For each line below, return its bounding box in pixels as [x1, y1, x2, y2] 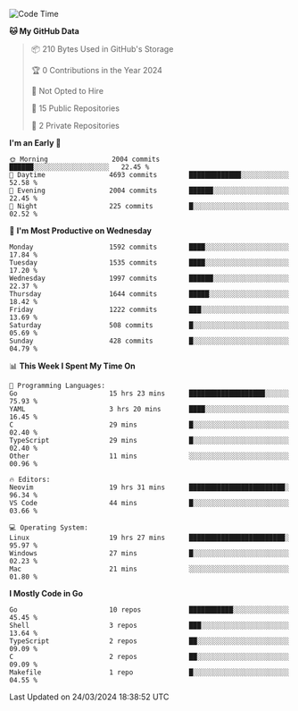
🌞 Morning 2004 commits [9, 155, 161, 164]
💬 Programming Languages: [9, 381, 105, 390]
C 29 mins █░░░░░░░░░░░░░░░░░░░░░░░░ [9, 420, 290, 429]
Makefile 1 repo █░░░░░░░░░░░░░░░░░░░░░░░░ [9, 668, 290, 677]
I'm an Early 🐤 [9, 138, 62, 148]
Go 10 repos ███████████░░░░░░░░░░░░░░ [9, 605, 290, 614]
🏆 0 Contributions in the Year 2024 [30, 65, 163, 75]
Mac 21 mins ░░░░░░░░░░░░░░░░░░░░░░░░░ [9, 564, 290, 573]
